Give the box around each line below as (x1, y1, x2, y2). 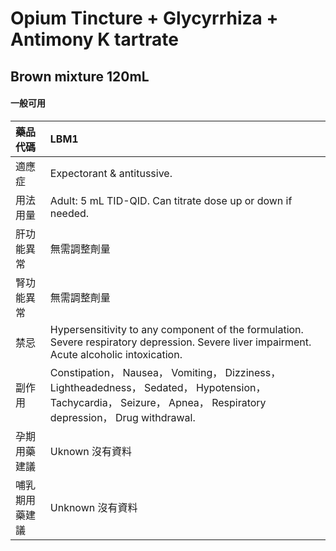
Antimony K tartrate (10, 28, 179, 51)
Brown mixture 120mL (10, 68, 150, 85)
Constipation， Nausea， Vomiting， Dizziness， (49, 365, 282, 379)
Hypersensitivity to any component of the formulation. (49, 322, 304, 336)
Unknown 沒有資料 (49, 500, 138, 514)
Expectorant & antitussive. (49, 166, 173, 180)
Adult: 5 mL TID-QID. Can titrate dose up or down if (49, 193, 293, 207)
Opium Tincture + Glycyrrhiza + (10, 7, 279, 30)
